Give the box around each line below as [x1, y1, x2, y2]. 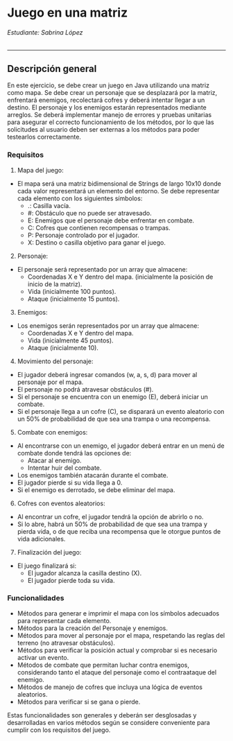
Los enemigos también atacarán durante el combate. [17, 471, 169, 479]
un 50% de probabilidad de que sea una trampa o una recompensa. [17, 415, 211, 423]
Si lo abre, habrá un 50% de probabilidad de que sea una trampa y [17, 520, 208, 528]
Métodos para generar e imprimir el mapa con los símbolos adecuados [17, 609, 220, 618]
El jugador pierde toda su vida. [27, 576, 116, 584]
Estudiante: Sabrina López [7, 28, 83, 36]
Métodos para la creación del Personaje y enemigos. [17, 624, 168, 632]
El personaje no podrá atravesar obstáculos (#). [17, 385, 154, 393]
